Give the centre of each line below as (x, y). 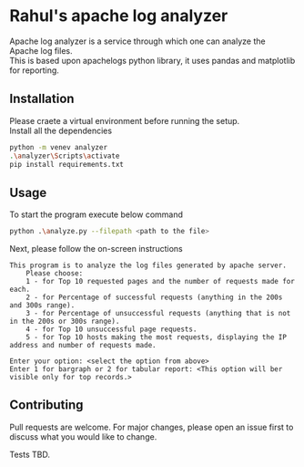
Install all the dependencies (61, 130)
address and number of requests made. (83, 346)
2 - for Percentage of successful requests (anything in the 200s (154, 297)
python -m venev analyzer (58, 147)
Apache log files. (41, 50)
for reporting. (34, 70)
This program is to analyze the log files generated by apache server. (148, 265)
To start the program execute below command (96, 214)
